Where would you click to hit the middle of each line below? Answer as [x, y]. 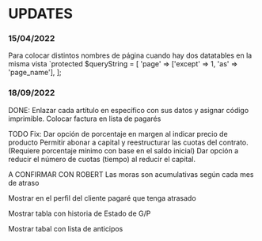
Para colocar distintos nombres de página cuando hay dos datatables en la [130, 55]
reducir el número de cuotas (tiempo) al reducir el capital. [102, 159]
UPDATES [41, 14]
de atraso [24, 183]
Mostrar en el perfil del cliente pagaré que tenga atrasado [102, 198]
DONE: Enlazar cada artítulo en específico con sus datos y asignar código [129, 110]
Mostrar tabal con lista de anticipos [66, 228]
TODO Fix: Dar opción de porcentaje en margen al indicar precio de [118, 134]
